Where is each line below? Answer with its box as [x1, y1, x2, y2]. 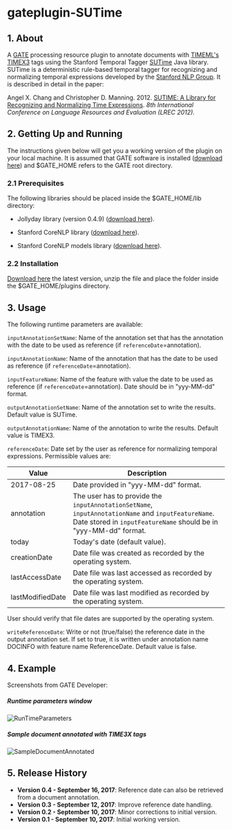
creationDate [10, 553, 53, 563]
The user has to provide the [72, 491, 162, 501]
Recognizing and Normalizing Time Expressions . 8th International [7, 101, 194, 109]
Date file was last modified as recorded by [72, 588, 209, 598]
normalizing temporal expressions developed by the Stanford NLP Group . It [7, 73, 221, 81]
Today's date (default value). [72, 537, 166, 547]
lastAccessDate [10, 572, 62, 582]
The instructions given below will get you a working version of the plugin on [7, 147, 222, 155]
